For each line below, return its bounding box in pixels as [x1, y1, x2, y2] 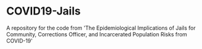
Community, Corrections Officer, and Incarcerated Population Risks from [6, 30, 187, 38]
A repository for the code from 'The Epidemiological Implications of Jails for [6, 24, 196, 31]
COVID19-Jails [6, 4, 81, 18]
